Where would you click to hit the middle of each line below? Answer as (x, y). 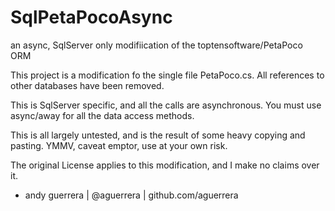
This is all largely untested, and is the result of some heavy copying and (158, 135)
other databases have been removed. (87, 85)
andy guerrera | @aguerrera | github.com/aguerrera (131, 195)
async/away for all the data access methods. (102, 115)
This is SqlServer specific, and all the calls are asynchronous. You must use (166, 105)
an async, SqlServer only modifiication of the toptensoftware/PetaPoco (156, 45)
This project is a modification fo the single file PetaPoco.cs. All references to (167, 75)
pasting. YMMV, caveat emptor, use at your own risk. (119, 145)
